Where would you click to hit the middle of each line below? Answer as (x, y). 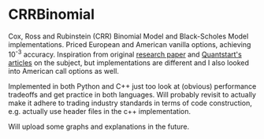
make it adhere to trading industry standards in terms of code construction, (130, 103)
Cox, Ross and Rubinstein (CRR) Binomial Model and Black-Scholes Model (128, 36)
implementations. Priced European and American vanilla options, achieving (130, 44)
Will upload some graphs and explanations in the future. (99, 126)
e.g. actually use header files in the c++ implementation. (100, 111)
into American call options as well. (64, 71)
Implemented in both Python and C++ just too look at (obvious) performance (132, 86)
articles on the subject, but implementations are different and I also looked (129, 62)
